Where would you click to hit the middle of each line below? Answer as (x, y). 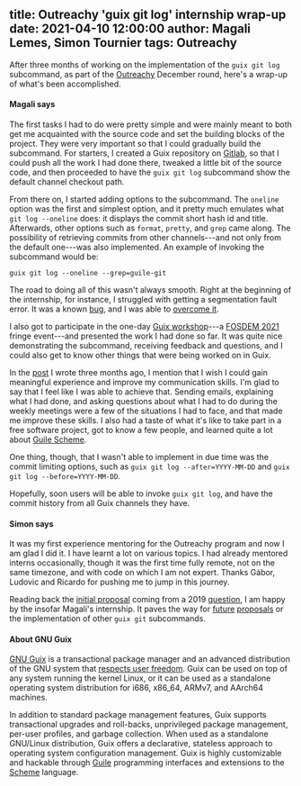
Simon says (31, 524)
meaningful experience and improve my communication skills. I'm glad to (145, 383)
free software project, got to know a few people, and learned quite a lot (141, 430)
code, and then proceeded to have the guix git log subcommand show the (150, 172)
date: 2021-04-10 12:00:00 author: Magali (130, 29)
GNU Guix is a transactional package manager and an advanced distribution (150, 659)
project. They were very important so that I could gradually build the (135, 144)
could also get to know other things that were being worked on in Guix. (140, 356)
